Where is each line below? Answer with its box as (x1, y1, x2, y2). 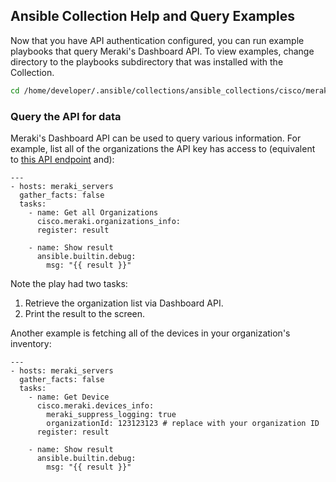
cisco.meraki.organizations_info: (36, 216, 182, 226)
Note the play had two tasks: (10, 277, 128, 289)
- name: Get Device (28, 392, 110, 402)
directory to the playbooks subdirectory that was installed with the (10, 55, 284, 68)
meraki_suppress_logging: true (46, 409, 177, 419)
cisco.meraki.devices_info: (36, 400, 155, 411)
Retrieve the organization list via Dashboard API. (24, 297, 224, 309)
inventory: (10, 337, 52, 349)
